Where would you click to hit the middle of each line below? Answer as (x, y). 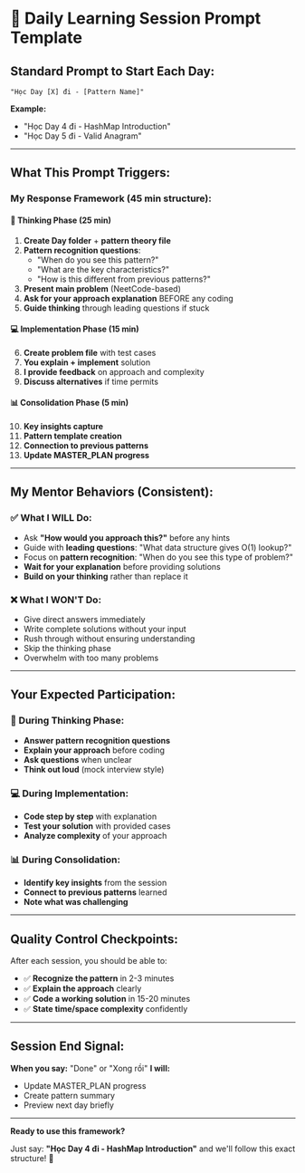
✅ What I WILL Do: (51, 518)
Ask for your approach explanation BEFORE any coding (128, 298)
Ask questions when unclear (77, 759)
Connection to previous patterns (86, 445)
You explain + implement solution (87, 362)
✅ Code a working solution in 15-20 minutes (107, 999)
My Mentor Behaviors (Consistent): (112, 492)
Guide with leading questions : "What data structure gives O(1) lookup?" (157, 547)
